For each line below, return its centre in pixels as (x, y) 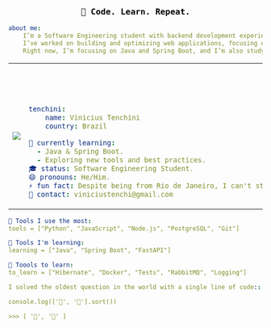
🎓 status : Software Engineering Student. (111, 168)
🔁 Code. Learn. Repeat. (135, 12)
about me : (25, 28)
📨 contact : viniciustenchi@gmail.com (101, 194)
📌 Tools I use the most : (50, 221)
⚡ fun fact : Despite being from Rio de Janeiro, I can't (140, 185)
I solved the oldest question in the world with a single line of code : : (135, 287)
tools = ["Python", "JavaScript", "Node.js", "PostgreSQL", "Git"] (124, 229)
